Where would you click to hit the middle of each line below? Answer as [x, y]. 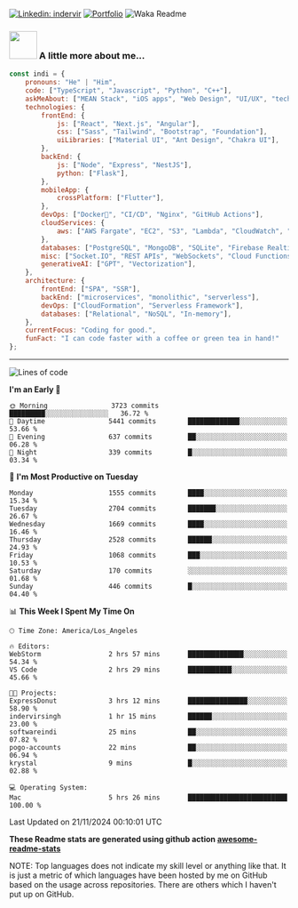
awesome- [237, 840]
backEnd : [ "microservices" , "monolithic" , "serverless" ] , [150, 297]
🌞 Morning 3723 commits [84, 406]
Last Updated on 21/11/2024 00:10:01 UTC [86, 822]
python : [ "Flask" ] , [92, 173]
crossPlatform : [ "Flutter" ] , [110, 198]
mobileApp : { [65, 190]
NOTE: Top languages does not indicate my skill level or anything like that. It [148, 866]
